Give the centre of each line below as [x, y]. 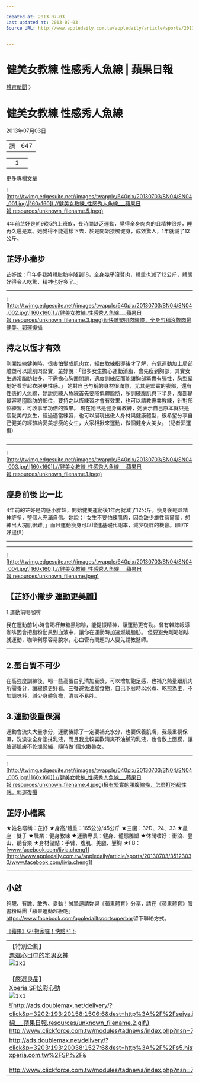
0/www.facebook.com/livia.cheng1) [49, 862]
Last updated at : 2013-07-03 [42, 22]
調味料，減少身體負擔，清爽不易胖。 [55, 696]
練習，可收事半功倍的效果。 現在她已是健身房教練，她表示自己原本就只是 [100, 408]
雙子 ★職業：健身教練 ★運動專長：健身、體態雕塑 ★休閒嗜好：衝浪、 [102, 836]
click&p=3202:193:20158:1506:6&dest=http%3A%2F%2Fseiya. [101, 1014]
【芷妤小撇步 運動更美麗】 [54, 597]
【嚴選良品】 [27, 979]
